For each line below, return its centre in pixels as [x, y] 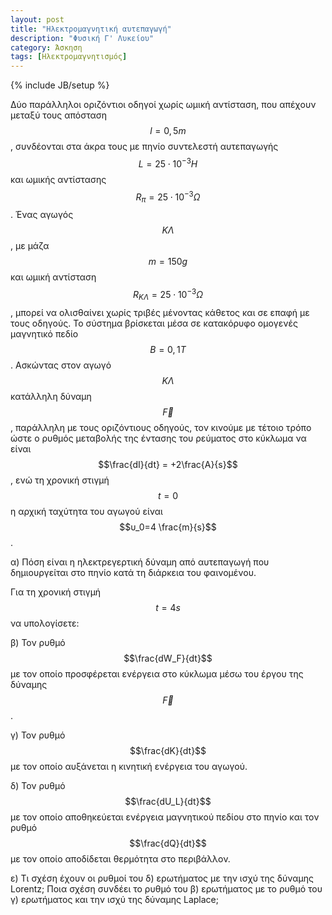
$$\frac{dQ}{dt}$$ [168, 843]
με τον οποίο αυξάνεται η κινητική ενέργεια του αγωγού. [129, 766]
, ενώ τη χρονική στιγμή [60, 480]
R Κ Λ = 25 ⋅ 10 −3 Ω [168, 295]
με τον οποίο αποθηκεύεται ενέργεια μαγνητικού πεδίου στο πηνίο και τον [165, 817]
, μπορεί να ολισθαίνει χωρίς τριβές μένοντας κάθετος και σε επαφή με [160, 312]
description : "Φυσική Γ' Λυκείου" [82, 38]
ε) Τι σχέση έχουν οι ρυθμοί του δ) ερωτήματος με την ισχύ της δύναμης [162, 878]
